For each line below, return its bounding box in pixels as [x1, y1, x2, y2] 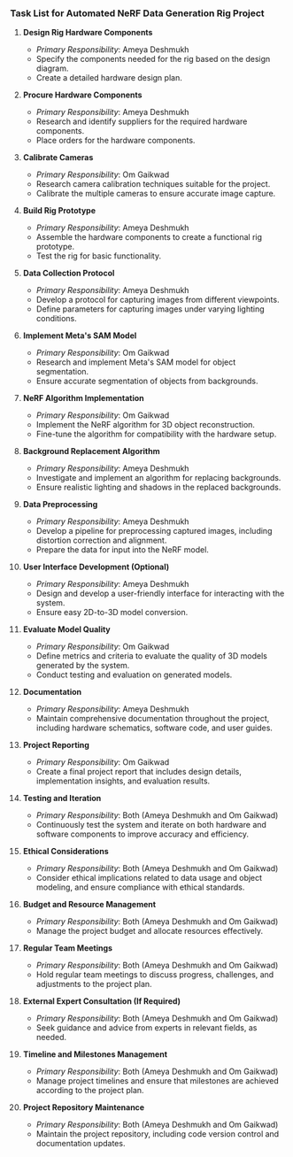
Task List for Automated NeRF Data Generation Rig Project [10, 7, 265, 19]
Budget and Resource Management [22, 899, 157, 910]
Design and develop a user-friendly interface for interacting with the [35, 588, 285, 599]
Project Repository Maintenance [22, 1102, 145, 1113]
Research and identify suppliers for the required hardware [35, 116, 248, 127]
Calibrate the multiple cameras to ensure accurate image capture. [35, 189, 276, 199]
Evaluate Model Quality [22, 624, 112, 635]
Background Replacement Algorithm [22, 446, 160, 457]
